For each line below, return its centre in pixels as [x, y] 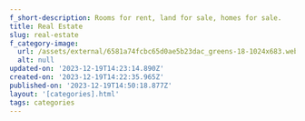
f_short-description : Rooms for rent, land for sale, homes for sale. [146, 18]
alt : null [36, 60]
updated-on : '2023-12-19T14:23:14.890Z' [87, 69]
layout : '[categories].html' [64, 94]
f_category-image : [44, 43]
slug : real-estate [44, 35]
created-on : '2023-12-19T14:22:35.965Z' [87, 77]
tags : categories [42, 102]
